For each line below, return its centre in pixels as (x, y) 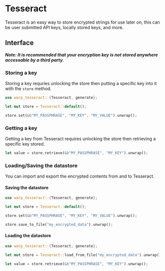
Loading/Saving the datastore (41, 165)
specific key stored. (25, 144)
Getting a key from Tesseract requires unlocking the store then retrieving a (81, 139)
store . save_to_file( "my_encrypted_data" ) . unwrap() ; (59, 224)
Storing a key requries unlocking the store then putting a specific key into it (81, 84)
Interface (19, 43)
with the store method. (28, 89)
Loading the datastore (28, 236)
